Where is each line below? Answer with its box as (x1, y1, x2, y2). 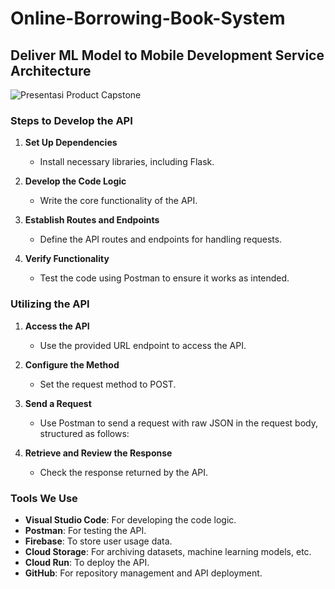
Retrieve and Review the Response (24, 447, 173, 459)
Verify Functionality (24, 253, 110, 265)
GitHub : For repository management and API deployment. (24, 567, 263, 579)
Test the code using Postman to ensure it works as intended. (39, 272, 290, 284)
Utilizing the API (10, 297, 90, 311)
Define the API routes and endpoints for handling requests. (39, 233, 283, 246)
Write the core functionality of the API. (39, 195, 198, 207)
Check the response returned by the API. (39, 466, 209, 478)
